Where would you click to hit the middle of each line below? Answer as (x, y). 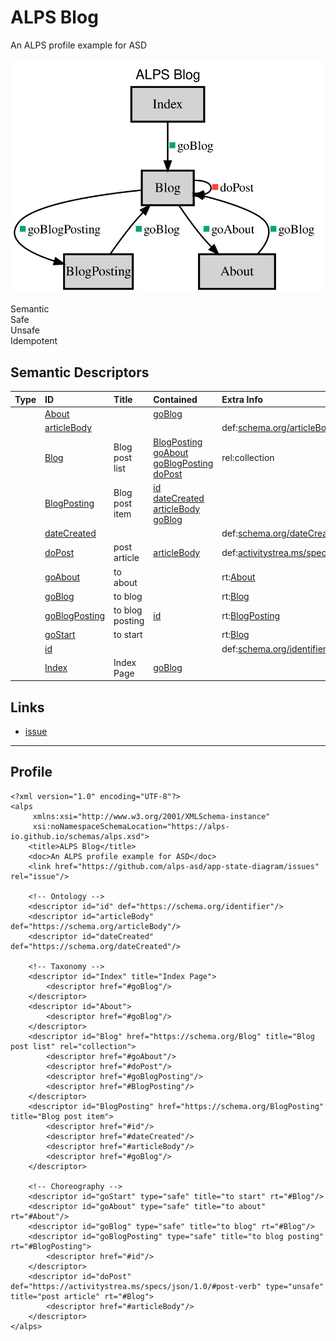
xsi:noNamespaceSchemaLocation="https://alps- (131, 826)
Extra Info (242, 399)
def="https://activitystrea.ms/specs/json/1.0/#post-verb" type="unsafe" (167, 1286)
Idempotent (34, 341)
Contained (175, 399)
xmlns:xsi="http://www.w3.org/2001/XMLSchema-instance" (151, 816)
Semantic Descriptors (80, 372)
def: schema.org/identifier (274, 648)
